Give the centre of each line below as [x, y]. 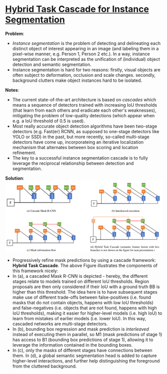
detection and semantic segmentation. [52, 64]
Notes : [12, 90]
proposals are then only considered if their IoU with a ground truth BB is [86, 286]
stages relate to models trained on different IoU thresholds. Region [81, 281]
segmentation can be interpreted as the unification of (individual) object [86, 59]
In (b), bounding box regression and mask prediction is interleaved [81, 329]
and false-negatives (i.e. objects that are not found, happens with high [84, 308]
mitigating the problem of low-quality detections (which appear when [83, 115]
